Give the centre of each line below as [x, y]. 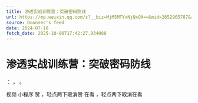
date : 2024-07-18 [27, 28]
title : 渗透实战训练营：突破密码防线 [46, 11]
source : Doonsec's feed [35, 22]
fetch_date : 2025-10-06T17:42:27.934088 [57, 34]
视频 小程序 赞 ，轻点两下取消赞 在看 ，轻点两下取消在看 [74, 94]
